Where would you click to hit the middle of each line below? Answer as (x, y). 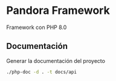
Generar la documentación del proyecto (56, 60)
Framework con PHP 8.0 (37, 27)
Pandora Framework (58, 11)
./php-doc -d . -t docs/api (42, 72)
